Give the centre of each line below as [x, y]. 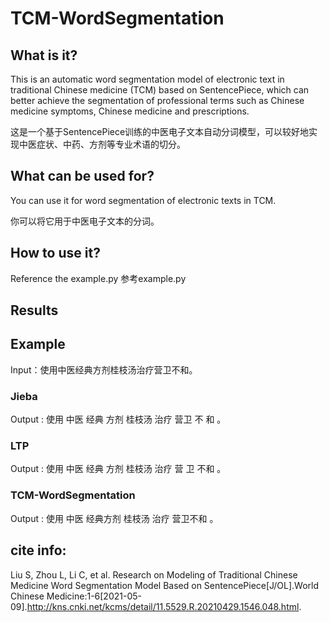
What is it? [44, 55]
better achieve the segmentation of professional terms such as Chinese [157, 100]
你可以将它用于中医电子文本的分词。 [85, 221]
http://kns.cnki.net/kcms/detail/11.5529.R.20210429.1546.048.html [163, 606]
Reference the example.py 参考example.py [98, 278]
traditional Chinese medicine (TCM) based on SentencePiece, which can [160, 90]
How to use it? [55, 253]
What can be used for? [82, 176]
